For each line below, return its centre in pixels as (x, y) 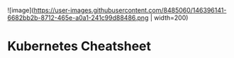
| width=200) (169, 18)
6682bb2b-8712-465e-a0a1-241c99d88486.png (78, 18)
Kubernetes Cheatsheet (79, 46)
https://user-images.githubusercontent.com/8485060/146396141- (130, 10)
